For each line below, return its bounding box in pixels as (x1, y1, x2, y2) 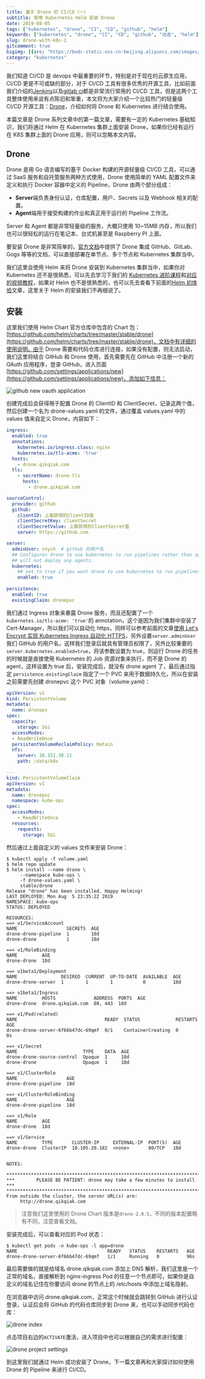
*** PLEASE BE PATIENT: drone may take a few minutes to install (6, 1177, 195, 1183)
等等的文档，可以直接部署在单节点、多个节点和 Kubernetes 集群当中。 (21, 251, 198, 258)
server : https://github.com (17, 530, 88, 536)
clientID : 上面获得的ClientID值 (17, 512, 94, 519)
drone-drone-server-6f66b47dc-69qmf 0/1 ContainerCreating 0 (6, 1027, 179, 1033)
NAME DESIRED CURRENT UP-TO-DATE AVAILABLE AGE (6, 974, 182, 980)
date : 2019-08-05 (6, 20, 51, 26)
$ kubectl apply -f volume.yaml (6, 856, 88, 862)
